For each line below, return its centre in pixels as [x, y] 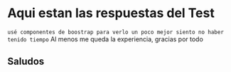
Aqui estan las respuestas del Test [111, 13]
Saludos [26, 62]
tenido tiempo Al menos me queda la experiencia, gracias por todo [106, 39]
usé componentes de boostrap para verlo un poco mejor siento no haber [116, 32]
